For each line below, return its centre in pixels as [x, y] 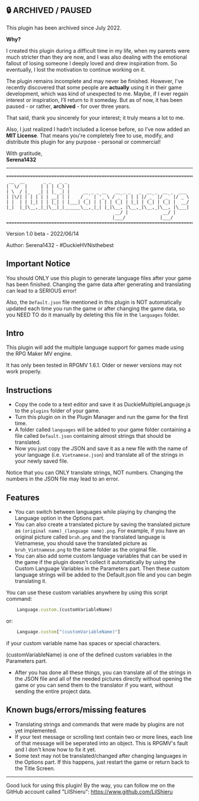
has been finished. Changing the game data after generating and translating [99, 284]
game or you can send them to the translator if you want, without [94, 685]
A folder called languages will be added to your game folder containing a [103, 430]
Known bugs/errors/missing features [76, 710]
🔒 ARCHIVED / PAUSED [49, 10]
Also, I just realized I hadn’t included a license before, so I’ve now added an [98, 129]
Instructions [29, 390]
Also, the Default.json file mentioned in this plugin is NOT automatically [94, 302]
